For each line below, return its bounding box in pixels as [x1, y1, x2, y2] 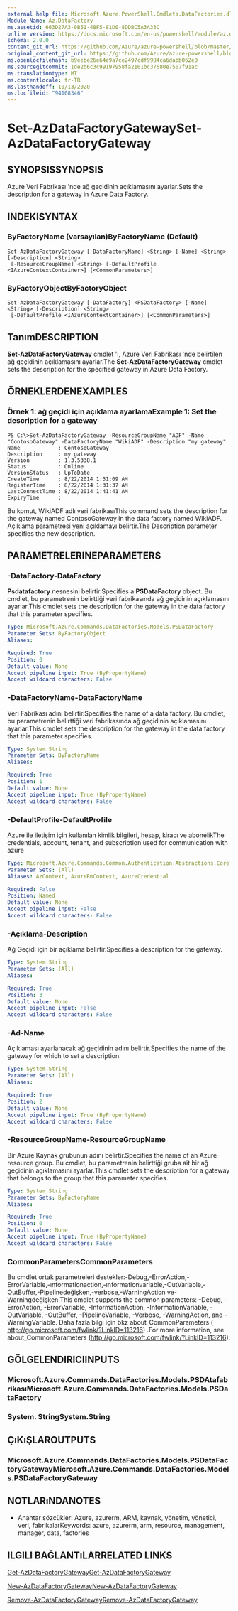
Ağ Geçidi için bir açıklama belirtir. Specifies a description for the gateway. [7, 945, 223, 954]
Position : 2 [7, 1098, 42, 1105]
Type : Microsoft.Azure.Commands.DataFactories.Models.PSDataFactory [7, 623, 214, 631]
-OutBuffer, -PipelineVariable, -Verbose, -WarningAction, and [45, 1310, 223, 1319]
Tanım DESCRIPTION [7, 331, 99, 343]
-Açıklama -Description [7, 929, 88, 939]
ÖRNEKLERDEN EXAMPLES [7, 385, 128, 398]
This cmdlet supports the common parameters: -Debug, [59, 1295, 223, 1304]
